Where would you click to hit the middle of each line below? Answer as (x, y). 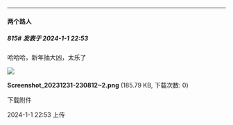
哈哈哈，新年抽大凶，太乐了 (47, 57)
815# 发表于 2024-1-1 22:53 (48, 38)
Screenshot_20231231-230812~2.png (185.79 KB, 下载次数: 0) (98, 85)
